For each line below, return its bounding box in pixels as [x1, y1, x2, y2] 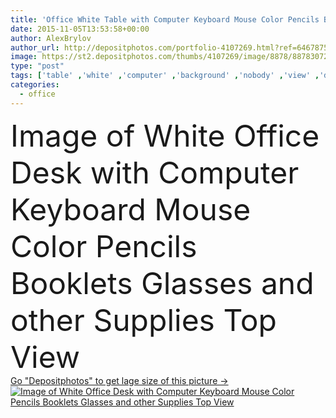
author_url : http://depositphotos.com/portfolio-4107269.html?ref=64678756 [10, 42, 333, 53]
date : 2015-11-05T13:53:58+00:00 [10, 24, 150, 34]
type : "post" [10, 61, 65, 71]
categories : [10, 80, 60, 90]
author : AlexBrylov [10, 33, 92, 43]
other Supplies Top [10, 301, 277, 339]
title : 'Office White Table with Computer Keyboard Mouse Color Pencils [10, 14, 320, 25]
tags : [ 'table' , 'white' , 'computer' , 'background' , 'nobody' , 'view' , [10, 71, 320, 81]
